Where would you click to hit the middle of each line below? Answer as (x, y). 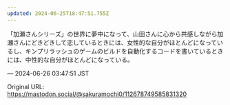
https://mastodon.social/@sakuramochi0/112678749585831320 (97, 94)
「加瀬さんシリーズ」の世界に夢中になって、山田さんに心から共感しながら (112, 34)
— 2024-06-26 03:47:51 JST (48, 73)
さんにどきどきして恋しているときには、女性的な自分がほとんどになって (115, 43)
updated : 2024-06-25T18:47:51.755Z (58, 13)
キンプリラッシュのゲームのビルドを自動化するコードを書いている (118, 51)
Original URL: (26, 86)
